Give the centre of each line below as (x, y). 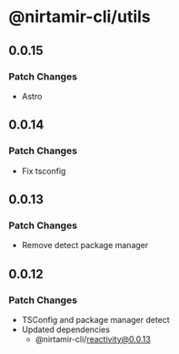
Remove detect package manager (85, 245)
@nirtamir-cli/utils (80, 17)
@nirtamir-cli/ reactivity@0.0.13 (93, 338)
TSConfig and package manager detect (95, 319)
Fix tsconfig (44, 171)
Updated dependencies (66, 329)
